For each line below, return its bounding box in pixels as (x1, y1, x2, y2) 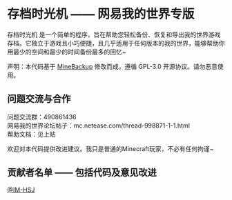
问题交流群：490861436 (7, 112, 77, 121)
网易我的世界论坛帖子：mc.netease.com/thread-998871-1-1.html (7, 121, 190, 130)
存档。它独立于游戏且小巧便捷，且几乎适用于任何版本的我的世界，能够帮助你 (7, 39, 225, 47)
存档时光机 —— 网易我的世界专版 (7, 6, 195, 22)
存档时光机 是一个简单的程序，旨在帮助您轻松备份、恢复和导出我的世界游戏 (7, 30, 221, 39)
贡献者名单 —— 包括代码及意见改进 (7, 167, 157, 179)
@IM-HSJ (7, 186, 35, 194)
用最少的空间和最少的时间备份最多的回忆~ (7, 48, 126, 56)
